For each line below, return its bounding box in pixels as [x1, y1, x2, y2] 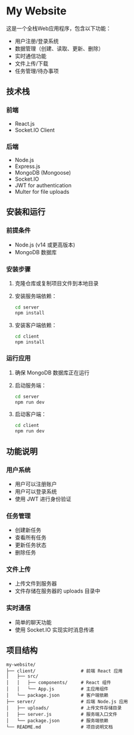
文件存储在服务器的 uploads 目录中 [14, 587, 101, 594]
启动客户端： [14, 411, 46, 418]
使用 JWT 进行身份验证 [14, 495, 71, 502]
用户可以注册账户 [14, 480, 57, 487]
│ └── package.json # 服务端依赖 [6, 718, 109, 724]
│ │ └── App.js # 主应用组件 [6, 686, 109, 692]
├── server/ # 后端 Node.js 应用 [6, 699, 128, 704]
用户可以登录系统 [14, 487, 57, 495]
